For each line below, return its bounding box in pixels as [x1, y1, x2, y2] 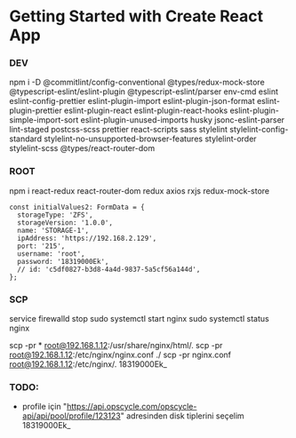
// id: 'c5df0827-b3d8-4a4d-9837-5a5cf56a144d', [17, 265, 201, 274]
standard [9, 133, 43, 144]
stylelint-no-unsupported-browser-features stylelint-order [44, 133, 257, 144]
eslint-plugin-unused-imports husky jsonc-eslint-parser [80, 115, 285, 125]
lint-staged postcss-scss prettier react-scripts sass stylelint [9, 124, 228, 135]
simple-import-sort [9, 115, 79, 125]
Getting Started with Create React [9, 6, 264, 27]
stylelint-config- [229, 124, 289, 135]
